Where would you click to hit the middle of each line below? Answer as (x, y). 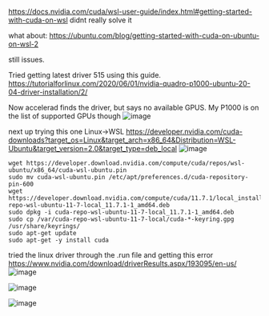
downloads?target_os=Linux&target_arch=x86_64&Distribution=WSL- (122, 140)
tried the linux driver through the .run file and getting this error (111, 255)
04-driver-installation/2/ (48, 92)
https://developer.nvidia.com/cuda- (184, 132)
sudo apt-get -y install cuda (59, 240)
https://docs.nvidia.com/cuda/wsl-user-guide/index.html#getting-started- (130, 12)
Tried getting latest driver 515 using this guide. (85, 75)
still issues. (27, 60)
